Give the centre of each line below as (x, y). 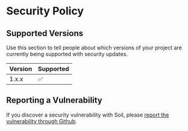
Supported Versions (45, 33)
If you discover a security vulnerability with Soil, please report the (88, 115)
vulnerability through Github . (42, 121)
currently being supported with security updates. (67, 54)
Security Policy (45, 11)
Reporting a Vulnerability (54, 100)
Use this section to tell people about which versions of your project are (94, 47)
